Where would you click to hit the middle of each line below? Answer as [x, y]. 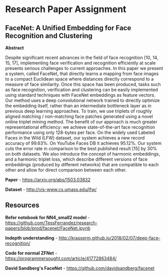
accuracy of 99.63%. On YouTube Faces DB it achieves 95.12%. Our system [83, 143]
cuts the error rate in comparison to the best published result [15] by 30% [81, 149]
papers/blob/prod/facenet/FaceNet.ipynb [48, 228]
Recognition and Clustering [49, 36]
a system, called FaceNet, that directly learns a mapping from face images [82, 74]
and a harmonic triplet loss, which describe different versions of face [76, 159]
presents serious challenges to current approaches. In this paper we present [84, 68]
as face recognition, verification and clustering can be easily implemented [81, 90]
